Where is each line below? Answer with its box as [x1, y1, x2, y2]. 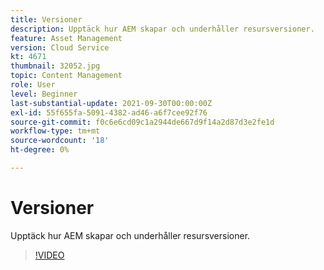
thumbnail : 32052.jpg [10, 61, 101, 71]
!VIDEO [34, 249, 65, 261]
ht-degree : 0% [10, 145, 70, 155]
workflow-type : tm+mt [10, 126, 101, 136]
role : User [10, 80, 56, 90]
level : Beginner [10, 89, 78, 99]
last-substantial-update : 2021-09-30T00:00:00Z [10, 98, 213, 108]
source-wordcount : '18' [10, 136, 110, 146]
